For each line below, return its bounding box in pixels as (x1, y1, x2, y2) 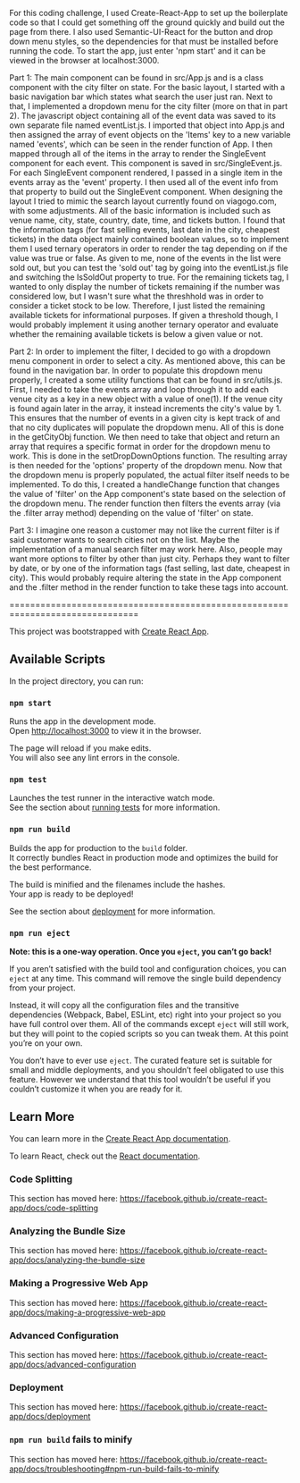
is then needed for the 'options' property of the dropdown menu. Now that (9, 460, 283, 470)
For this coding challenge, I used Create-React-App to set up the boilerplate (9, 8, 288, 18)
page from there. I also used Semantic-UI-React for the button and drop (9, 27, 274, 37)
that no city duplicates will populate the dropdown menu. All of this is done (9, 422, 284, 433)
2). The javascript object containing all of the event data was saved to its (9, 111, 277, 121)
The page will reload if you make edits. (9, 743, 152, 754)
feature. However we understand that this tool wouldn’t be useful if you (9, 1074, 271, 1084)
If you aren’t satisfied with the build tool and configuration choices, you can (9, 964, 287, 973)
